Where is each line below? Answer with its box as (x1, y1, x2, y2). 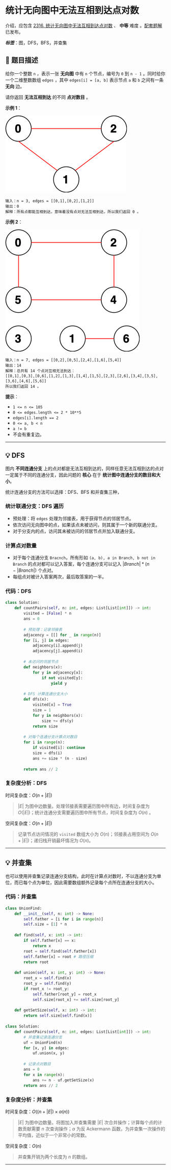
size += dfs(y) (41, 718, 74, 723)
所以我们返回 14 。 (5, 384, 41, 389)
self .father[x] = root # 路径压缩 (23, 954, 94, 959)
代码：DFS (5, 588, 32, 595)
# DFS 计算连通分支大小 (23, 691, 68, 697)
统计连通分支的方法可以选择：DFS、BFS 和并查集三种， (5, 489, 122, 495)
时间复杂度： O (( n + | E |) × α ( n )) (5, 1108, 70, 1115)
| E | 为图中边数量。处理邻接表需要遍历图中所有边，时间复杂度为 (17, 803, 150, 809)
